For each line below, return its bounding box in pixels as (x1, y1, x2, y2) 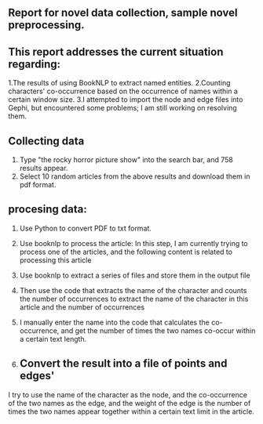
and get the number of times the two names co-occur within (60, 325, 256, 335)
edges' (19, 369, 55, 382)
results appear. (19, 164, 68, 173)
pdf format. (19, 180, 57, 190)
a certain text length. (19, 334, 87, 343)
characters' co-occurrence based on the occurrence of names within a (8, 86, 238, 96)
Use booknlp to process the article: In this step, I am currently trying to (19, 238, 249, 248)
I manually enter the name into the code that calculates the (19, 317, 210, 327)
